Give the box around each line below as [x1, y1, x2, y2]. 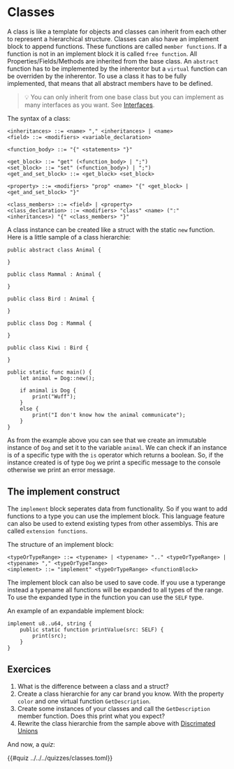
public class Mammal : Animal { [7, 270, 101, 278]
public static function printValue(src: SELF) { [20, 626, 164, 633]
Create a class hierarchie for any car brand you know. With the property [17, 689, 224, 698]
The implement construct [7, 486, 120, 498]
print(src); [32, 632, 68, 639]
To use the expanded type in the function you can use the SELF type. [7, 593, 205, 601]
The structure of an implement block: [7, 540, 114, 548]
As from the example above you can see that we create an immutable [7, 436, 207, 444]
